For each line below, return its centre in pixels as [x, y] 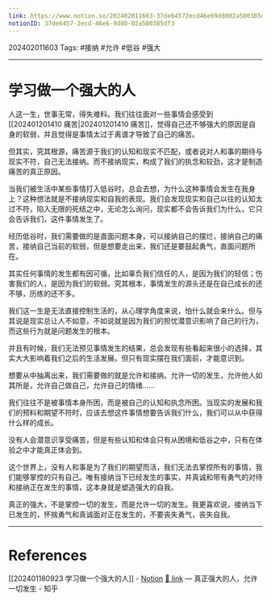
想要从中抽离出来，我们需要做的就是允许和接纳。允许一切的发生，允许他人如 [135, 375]
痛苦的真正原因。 [37, 172]
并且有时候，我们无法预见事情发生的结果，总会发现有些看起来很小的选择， [132, 348]
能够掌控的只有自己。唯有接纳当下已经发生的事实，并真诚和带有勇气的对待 [139, 478]
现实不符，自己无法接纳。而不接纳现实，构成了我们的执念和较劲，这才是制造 [135, 161]
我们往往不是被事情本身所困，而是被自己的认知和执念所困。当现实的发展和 [132, 403]
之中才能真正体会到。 [50, 450]
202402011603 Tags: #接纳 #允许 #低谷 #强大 [85, 47]
